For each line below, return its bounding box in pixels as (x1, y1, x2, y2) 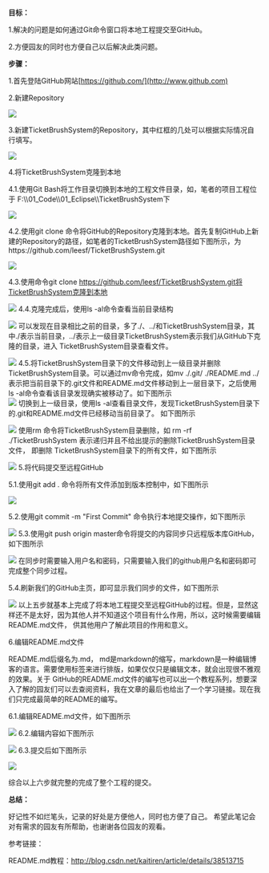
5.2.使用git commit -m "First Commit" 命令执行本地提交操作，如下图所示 (8, 512, 246, 521)
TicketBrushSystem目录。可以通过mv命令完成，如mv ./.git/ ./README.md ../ (8, 368, 260, 378)
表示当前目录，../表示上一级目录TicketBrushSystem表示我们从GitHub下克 (19, 331, 261, 340)
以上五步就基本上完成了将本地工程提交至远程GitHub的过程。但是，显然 (18, 600, 252, 609)
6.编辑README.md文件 (8, 637, 85, 647)
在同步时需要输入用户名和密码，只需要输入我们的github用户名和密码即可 (18, 556, 257, 565)
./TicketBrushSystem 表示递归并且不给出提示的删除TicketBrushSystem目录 (8, 436, 256, 445)
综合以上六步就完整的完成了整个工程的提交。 (8, 778, 156, 787)
